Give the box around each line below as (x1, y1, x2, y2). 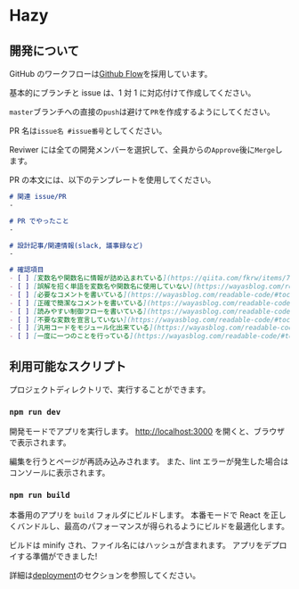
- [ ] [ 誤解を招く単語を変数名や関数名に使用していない (9, 282, 190, 291)
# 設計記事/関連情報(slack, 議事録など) (9, 241, 144, 250)
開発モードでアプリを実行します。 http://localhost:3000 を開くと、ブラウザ (9, 426, 286, 437)
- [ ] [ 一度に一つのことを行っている (9, 332, 131, 341)
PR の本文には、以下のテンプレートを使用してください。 (9, 175, 216, 185)
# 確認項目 (9, 265, 44, 275)
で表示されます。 (9, 437, 71, 448)
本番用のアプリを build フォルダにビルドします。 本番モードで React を (9, 510, 271, 520)
